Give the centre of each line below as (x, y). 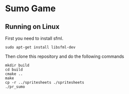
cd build (14, 70)
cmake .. (14, 74)
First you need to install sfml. (34, 38)
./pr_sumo (15, 87)
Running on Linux (32, 27)
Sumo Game (30, 9)
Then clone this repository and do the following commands (64, 56)
